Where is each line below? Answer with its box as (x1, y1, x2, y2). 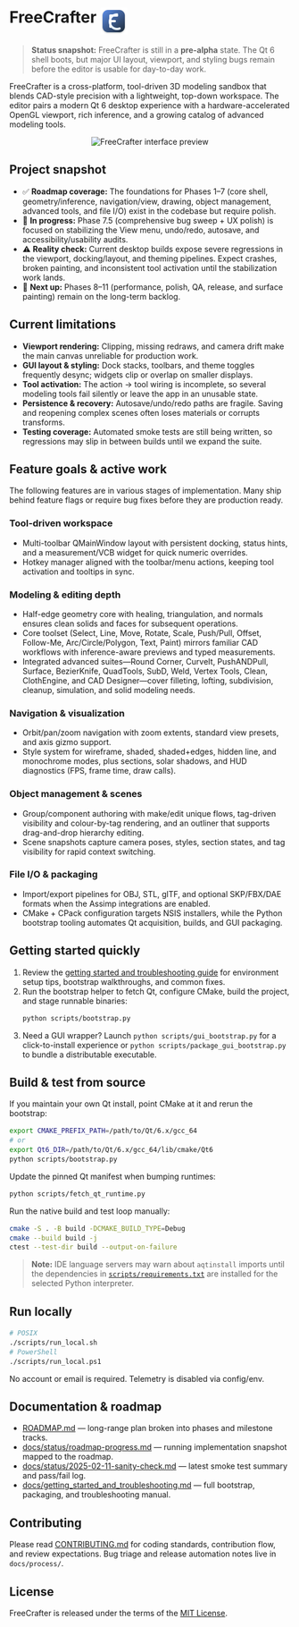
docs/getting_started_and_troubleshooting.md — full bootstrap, (21, 1479, 255, 1491)
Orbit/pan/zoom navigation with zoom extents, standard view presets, (21, 727, 279, 738)
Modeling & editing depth (9, 589, 121, 601)
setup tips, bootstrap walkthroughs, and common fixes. (21, 976, 226, 987)
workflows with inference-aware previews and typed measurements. (21, 647, 276, 657)
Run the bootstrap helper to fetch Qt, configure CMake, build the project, (21, 986, 290, 996)
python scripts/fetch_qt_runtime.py (9, 1189, 145, 1199)
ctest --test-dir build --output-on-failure (9, 1242, 178, 1252)
